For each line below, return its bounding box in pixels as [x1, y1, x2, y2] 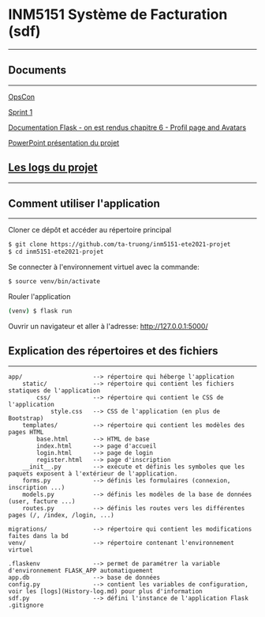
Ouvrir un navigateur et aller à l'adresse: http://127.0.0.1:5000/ [8, 321, 208, 331]
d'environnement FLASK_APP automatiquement [8, 566, 154, 574]
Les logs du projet [8, 161, 99, 175]
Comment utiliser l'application [8, 196, 160, 210]
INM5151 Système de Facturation [8, 6, 228, 24]
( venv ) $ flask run [8, 307, 73, 315]
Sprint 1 [8, 107, 33, 116]
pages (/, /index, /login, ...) [8, 511, 114, 519]
